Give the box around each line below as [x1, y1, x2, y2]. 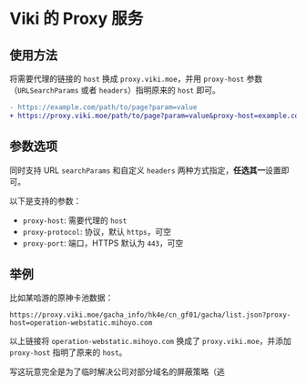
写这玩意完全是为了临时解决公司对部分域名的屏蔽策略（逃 [9, 366, 225, 378]
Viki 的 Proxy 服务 [9, 8, 144, 29]
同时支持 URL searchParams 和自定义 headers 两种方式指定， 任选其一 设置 [9, 165, 282, 176]
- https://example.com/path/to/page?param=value [9, 103, 198, 112]
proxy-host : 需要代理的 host [22, 215, 127, 226]
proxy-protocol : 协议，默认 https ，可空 [22, 226, 171, 237]
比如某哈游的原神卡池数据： [9, 292, 114, 303]
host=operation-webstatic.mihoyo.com [9, 319, 153, 328]
